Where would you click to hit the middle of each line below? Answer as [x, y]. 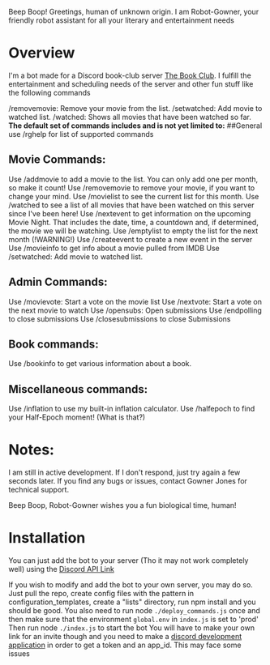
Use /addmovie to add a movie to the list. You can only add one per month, [133, 179]
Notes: [32, 450]
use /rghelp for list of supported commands [81, 134]
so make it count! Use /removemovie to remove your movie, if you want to [132, 188]
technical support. [39, 490]
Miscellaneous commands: [78, 389]
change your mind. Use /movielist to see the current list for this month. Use [134, 196]
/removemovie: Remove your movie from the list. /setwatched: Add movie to [135, 108]
